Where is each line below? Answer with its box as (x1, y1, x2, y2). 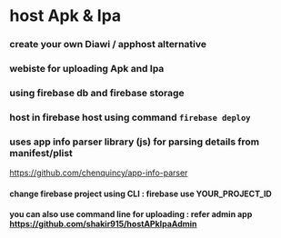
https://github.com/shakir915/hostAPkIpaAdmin (9, 219, 197, 230)
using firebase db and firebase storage (9, 86, 185, 99)
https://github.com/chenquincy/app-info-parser (9, 167, 188, 178)
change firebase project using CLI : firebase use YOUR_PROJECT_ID (9, 188, 273, 199)
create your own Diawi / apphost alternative (9, 38, 207, 51)
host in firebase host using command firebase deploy (9, 111, 251, 124)
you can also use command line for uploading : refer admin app (9, 209, 253, 220)
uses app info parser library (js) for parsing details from (9, 135, 260, 148)
